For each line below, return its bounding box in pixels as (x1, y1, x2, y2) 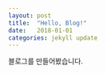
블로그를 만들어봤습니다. (8, 56, 84, 66)
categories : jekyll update (8, 33, 98, 42)
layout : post (8, 11, 52, 20)
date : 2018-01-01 (8, 26, 73, 34)
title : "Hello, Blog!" (8, 19, 88, 27)
